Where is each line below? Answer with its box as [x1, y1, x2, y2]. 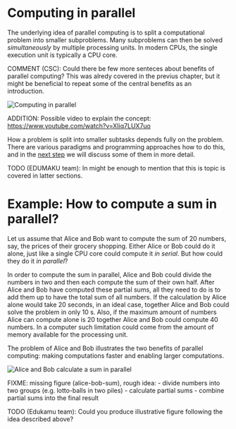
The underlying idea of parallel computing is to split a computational [7, 28, 205, 37]
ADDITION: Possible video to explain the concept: [7, 114, 151, 123]
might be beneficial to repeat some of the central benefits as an [7, 79, 192, 87]
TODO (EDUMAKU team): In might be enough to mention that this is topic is [7, 163, 225, 172]
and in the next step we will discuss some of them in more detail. [7, 150, 195, 158]
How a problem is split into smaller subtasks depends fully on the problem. [7, 135, 224, 144]
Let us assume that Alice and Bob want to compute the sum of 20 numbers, [7, 234, 227, 242]
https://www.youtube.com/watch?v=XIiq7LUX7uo [7, 121, 151, 130]
